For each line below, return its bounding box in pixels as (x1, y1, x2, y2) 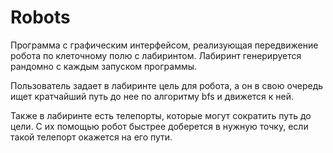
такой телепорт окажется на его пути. (10, 131, 173, 143)
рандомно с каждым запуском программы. (10, 60, 198, 72)
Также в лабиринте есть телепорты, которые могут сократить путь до (10, 109, 312, 121)
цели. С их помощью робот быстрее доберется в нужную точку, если (10, 120, 309, 132)
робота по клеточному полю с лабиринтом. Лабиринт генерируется (10, 49, 302, 61)
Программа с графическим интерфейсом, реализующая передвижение (10, 39, 319, 51)
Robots (10, 6, 71, 29)
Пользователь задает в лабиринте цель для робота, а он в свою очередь (10, 79, 324, 91)
